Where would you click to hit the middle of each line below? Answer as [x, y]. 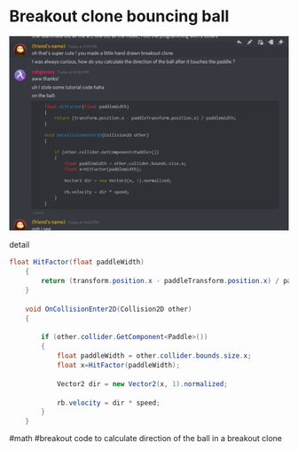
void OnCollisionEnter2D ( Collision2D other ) [109, 309]
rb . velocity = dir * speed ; [109, 403]
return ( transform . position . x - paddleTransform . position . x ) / [161, 281]
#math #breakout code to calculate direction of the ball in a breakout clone [145, 439]
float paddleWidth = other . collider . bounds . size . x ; [154, 356]
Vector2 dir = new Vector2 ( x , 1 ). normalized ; [142, 384]
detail [20, 245]
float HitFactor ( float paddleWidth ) [77, 262]
